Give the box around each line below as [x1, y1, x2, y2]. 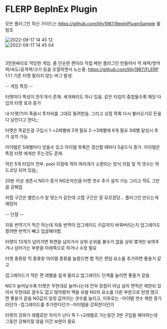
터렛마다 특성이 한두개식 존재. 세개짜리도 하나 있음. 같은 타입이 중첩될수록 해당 [5, 94, 157, 100]
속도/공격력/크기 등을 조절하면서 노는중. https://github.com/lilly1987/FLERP [10, 66, 159, 73]
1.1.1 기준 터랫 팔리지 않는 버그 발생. [5, 73, 73, 79]
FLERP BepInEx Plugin [5, 3, 98, 15]
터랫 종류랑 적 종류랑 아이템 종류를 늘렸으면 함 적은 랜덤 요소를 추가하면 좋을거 [5, 255, 157, 262]
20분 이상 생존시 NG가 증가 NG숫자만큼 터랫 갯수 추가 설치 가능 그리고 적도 [5, 178, 151, 184]
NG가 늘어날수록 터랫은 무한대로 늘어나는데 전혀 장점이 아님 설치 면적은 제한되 [5, 283, 157, 289]
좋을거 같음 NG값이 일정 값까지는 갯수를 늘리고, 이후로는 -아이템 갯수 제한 [10, 295, 153, 302]
